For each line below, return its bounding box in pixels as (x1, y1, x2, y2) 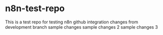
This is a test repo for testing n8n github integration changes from (5, 19, 138, 25)
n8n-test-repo (5, 3, 65, 14)
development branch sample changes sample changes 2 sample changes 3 (5, 24, 158, 30)
